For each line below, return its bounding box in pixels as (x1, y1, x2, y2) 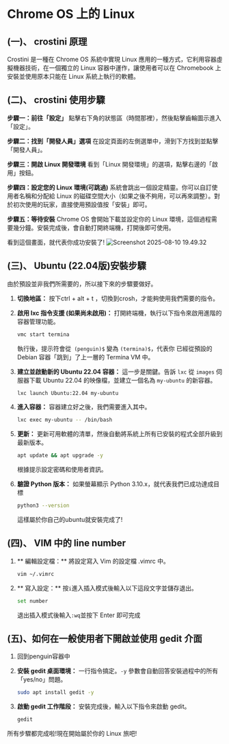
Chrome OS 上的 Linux (7, 6, 135, 22)
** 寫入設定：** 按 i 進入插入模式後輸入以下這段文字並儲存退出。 (16, 584, 198, 592)
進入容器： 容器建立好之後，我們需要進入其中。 (16, 403, 151, 411)
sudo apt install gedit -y (16, 689, 94, 696)
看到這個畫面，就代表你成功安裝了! (7, 238, 105, 246)
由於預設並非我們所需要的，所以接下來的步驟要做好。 (7, 279, 157, 288)
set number (16, 597, 49, 604)
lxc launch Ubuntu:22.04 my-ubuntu (16, 389, 119, 396)
